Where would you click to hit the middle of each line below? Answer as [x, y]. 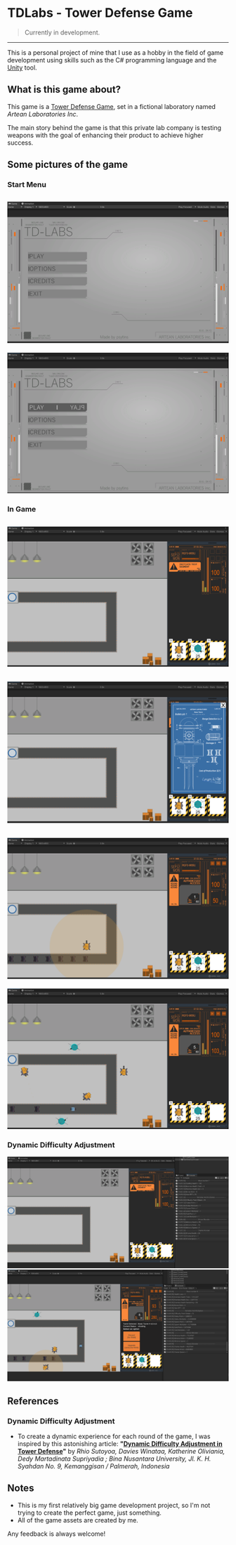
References [33, 1401]
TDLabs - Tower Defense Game [100, 13]
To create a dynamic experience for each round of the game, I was [114, 1436]
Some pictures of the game [68, 165]
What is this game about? [64, 90]
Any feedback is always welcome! [57, 1534]
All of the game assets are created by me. [78, 1520]
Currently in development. [62, 32]
